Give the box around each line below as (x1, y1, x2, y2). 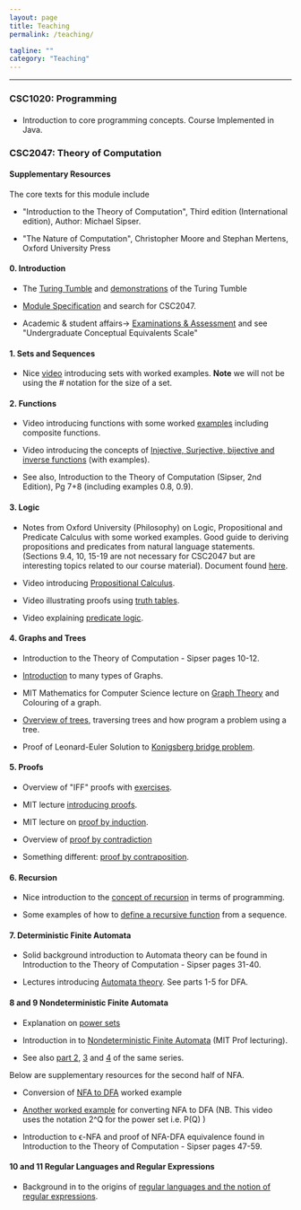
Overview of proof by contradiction (21, 834, 152, 845)
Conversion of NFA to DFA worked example (21, 1087, 182, 1098)
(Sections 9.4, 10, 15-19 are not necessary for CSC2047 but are (21, 550, 256, 561)
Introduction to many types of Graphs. (21, 670, 164, 680)
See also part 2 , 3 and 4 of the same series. (21, 1052, 185, 1063)
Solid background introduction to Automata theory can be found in (21, 950, 268, 960)
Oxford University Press (21, 242, 111, 253)
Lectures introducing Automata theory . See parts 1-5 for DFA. (21, 977, 249, 987)
